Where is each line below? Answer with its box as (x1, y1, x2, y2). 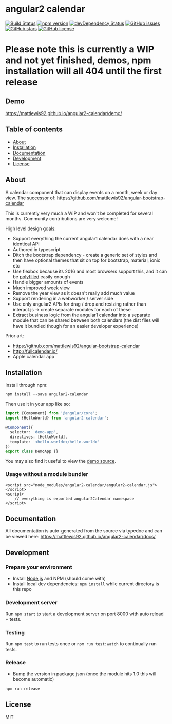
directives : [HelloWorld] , (10, 434, 68, 440)
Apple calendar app (12, 353, 55, 359)
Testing (5, 629, 25, 636)
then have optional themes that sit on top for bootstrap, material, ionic (12, 257, 161, 263)
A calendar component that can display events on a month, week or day (5, 189, 158, 195)
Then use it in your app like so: (5, 401, 70, 407)
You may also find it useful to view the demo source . (5, 458, 117, 464)
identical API (12, 241, 40, 247)
